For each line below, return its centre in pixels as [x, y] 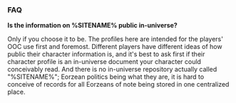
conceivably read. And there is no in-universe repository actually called [112, 70]
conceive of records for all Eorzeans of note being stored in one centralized [118, 85]
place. [17, 92]
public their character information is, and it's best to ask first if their [106, 54]
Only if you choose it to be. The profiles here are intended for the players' [115, 39]
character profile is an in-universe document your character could [104, 62]
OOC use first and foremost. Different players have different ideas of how [115, 47]
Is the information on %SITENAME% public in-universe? [93, 26]
